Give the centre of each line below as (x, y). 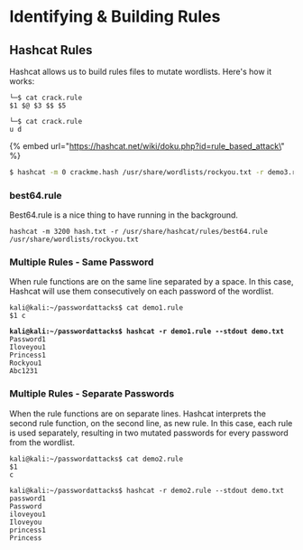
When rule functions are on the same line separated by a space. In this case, (151, 282)
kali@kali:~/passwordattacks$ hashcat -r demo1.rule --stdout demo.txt (147, 331)
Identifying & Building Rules (115, 17)
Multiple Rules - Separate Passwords (92, 394)
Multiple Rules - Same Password (82, 262)
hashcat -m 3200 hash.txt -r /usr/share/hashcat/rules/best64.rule (139, 232)
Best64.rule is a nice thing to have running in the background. (124, 215)
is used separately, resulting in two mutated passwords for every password (149, 433)
